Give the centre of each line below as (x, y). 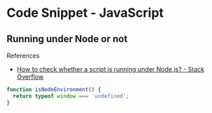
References (23, 55)
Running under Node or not (67, 39)
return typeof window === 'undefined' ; (71, 96)
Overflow (30, 77)
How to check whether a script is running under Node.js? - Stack (111, 69)
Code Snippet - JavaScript (85, 13)
